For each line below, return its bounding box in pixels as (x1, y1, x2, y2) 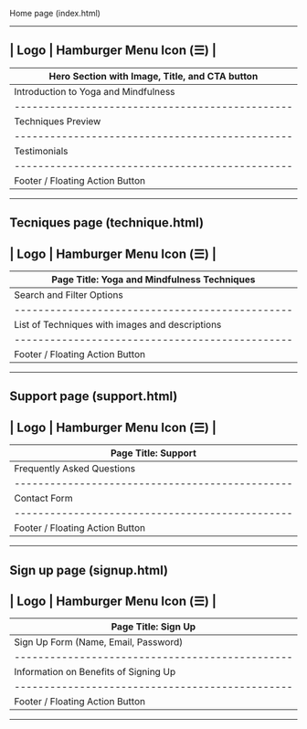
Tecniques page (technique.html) (9, 215, 204, 231)
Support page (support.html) (9, 388, 178, 405)
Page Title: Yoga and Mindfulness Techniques (51, 273, 256, 286)
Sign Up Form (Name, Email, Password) (14, 636, 184, 649)
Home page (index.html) (9, 8, 101, 18)
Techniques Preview (14, 114, 101, 127)
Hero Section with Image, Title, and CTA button (48, 69, 259, 82)
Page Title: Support (110, 447, 196, 460)
